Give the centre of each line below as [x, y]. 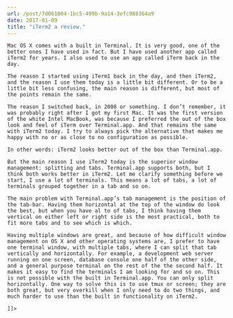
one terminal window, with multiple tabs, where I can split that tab [112, 248]
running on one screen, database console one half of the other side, [112, 260]
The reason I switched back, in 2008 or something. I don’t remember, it [117, 107]
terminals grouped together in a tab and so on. [79, 187]
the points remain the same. [50, 95]
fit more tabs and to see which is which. [70, 223]
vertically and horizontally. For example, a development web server [111, 254]
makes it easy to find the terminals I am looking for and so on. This [113, 272]
